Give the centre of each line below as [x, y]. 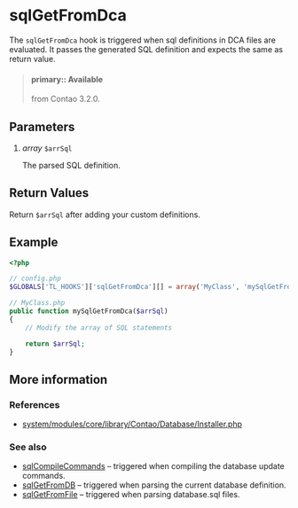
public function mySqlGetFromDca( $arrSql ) [89, 311]
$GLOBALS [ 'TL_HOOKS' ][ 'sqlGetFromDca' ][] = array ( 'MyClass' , [125, 287]
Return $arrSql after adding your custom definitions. [105, 215]
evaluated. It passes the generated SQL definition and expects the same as [146, 49]
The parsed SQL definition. [71, 165]
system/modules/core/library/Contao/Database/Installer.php [132, 424]
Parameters [42, 126]
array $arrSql [47, 148]
